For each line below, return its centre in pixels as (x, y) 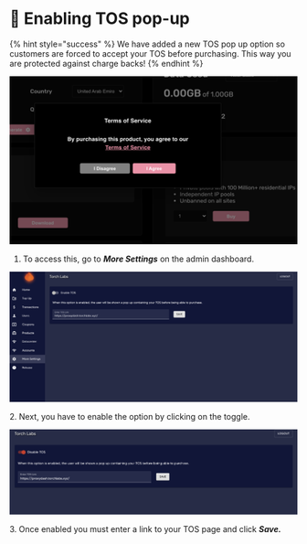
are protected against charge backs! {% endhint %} (106, 63)
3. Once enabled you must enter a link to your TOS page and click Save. (145, 528)
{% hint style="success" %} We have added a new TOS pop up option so (148, 44)
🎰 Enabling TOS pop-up (100, 19)
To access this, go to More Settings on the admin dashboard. (138, 259)
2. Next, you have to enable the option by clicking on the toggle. (130, 417)
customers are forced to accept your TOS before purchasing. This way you (150, 53)
